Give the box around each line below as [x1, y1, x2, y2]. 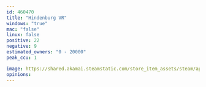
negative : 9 [6, 43, 37, 50]
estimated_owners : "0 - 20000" [6, 49, 86, 55]
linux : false [6, 32, 40, 38]
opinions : [6, 71, 32, 77]
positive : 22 [6, 37, 40, 43]
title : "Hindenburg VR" [6, 15, 67, 21]
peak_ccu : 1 [6, 55, 37, 61]
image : [6, 66, 23, 72]
